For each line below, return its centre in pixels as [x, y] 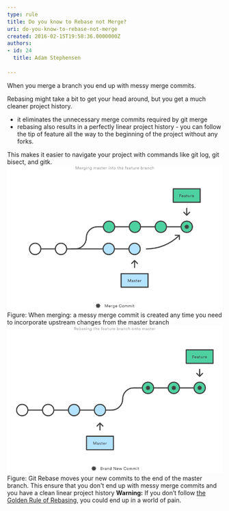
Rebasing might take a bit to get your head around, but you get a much [107, 99]
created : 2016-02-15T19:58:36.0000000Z [64, 36]
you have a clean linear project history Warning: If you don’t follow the [107, 492]
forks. [25, 141]
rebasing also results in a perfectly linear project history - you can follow [119, 126]
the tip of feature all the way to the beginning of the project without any [117, 134]
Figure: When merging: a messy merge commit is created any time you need [114, 315]
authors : [19, 44]
